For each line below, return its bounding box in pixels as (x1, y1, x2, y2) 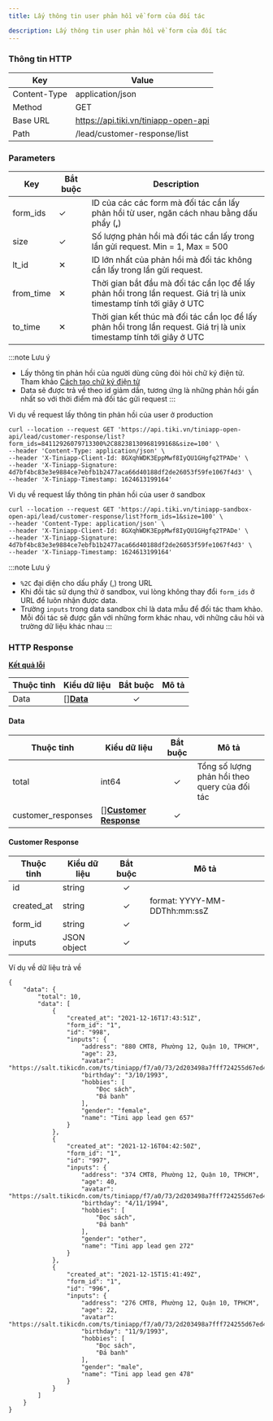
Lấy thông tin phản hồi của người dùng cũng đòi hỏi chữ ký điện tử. (19, 368, 245, 378)
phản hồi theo (197, 771, 250, 782)
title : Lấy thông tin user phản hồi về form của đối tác (8, 11, 206, 20)
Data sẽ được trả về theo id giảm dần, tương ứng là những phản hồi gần (19, 386, 259, 396)
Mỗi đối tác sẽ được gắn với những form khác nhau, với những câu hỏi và (19, 613, 265, 623)
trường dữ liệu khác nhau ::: (19, 622, 112, 632)
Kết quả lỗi (8, 660, 45, 670)
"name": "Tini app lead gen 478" (80, 1370, 195, 1378)
